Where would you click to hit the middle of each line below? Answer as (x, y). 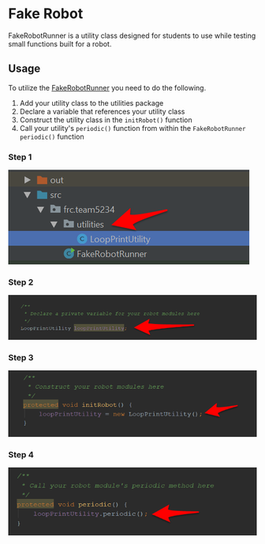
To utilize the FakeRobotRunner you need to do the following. (107, 88)
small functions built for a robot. (60, 43)
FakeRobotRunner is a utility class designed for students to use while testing (132, 35)
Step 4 (21, 454)
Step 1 (20, 157)
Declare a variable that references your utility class (102, 111)
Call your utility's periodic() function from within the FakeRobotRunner (132, 128)
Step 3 (21, 357)
